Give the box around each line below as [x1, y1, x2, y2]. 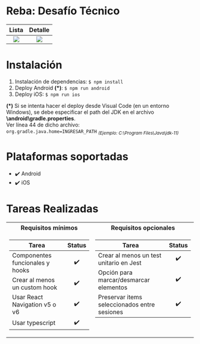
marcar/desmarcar [98, 275, 150, 284]
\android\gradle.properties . [6, 114, 76, 122]
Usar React [12, 293, 43, 301]
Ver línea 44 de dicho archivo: [6, 121, 80, 128]
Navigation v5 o [12, 300, 57, 308]
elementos [98, 283, 128, 292]
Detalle [29, 26, 50, 34]
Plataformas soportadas [6, 150, 129, 163]
